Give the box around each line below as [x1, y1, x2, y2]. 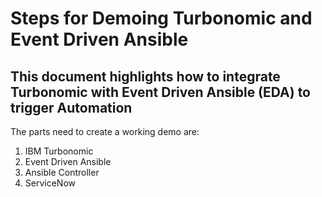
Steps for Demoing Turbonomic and [10, 7, 313, 30]
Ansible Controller [24, 167, 100, 178]
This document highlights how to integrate [10, 68, 281, 85]
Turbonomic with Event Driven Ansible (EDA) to [10, 83, 311, 101]
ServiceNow [24, 177, 76, 189]
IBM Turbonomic [24, 145, 94, 157]
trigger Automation [10, 99, 133, 116]
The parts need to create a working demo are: [10, 126, 200, 137]
